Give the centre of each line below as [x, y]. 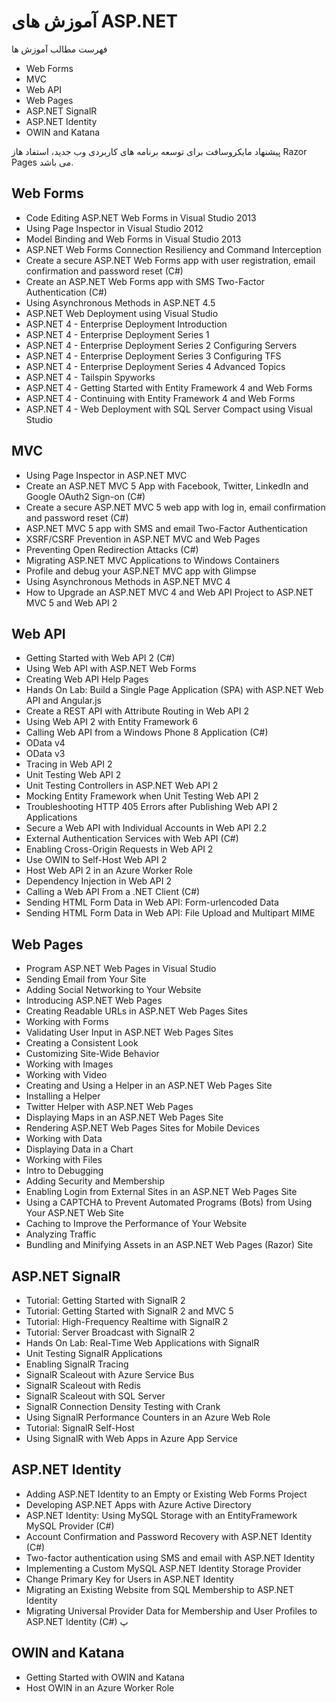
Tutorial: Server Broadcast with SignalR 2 [110, 1332]
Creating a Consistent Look [82, 1043]
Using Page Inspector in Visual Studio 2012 [114, 228]
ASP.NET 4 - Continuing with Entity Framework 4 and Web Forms [160, 398]
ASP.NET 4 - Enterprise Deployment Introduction [126, 324]
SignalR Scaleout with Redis [83, 1385]
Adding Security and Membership [95, 1181]
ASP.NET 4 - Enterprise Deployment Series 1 [117, 334]
